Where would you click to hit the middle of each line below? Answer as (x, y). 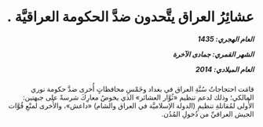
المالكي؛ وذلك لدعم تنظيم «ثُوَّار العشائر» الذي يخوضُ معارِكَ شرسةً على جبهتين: (138, 97)
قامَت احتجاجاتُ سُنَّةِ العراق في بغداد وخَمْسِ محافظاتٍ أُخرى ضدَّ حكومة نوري (142, 89)
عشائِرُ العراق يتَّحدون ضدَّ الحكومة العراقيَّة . (130, 17)
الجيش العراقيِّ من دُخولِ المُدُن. (208, 114)
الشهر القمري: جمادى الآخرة (213, 54)
